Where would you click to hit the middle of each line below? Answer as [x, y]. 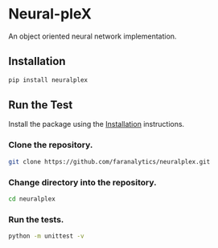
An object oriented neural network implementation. [93, 36]
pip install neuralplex [48, 80]
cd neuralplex [32, 199]
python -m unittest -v [46, 236]
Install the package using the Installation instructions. [97, 124]
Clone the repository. [51, 145]
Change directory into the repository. [82, 182]
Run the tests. [36, 219]
